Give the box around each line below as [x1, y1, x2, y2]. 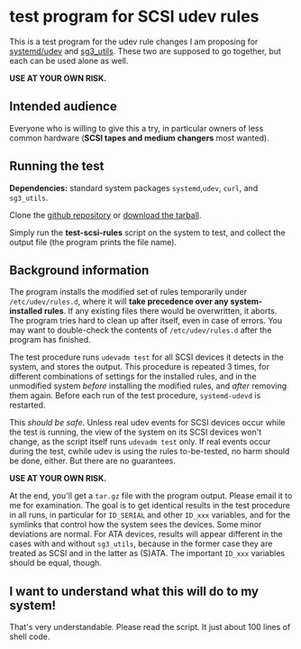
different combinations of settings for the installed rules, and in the [9, 371, 257, 382]
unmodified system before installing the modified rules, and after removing [9, 380, 287, 391]
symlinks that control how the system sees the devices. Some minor [9, 519, 262, 530]
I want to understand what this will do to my [9, 583, 260, 599]
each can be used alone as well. [9, 55, 129, 66]
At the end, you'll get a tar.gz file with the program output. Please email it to [9, 490, 293, 501]
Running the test [9, 159, 105, 174]
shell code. [9, 631, 50, 642]
